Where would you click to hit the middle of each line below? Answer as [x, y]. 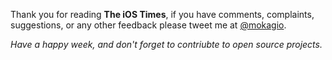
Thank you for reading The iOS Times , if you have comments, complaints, [162, 14]
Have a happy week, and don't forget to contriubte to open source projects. [166, 44]
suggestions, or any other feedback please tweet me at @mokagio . [148, 25]
